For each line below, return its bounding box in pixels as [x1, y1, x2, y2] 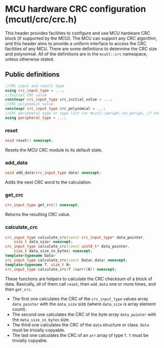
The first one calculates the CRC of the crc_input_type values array [12, 295, 148, 301]
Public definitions [5, 70, 60, 79]
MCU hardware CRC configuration [5, 3, 146, 15]
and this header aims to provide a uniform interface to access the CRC [5, 40, 147, 46]
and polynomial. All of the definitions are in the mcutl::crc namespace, [5, 51, 148, 57]
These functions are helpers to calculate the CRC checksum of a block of [5, 276, 153, 282]
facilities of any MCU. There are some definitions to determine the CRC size [5, 46, 157, 52]
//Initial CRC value [5, 92, 47, 98]
